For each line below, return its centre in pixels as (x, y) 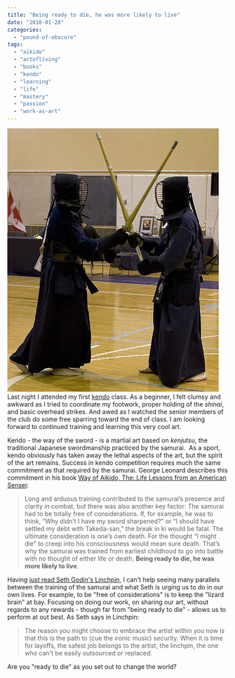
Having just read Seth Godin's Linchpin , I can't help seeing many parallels (114, 580)
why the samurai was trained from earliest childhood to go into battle (124, 551)
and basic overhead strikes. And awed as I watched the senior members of (116, 412)
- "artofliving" (37, 60)
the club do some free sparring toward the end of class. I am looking (106, 419)
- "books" (28, 67)
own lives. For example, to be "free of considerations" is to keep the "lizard (116, 595)
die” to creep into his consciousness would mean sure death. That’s (122, 544)
